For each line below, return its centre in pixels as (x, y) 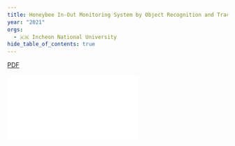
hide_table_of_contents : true (51, 44)
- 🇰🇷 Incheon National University (65, 37)
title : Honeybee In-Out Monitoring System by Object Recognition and (111, 15)
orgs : (15, 29)
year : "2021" (26, 22)
